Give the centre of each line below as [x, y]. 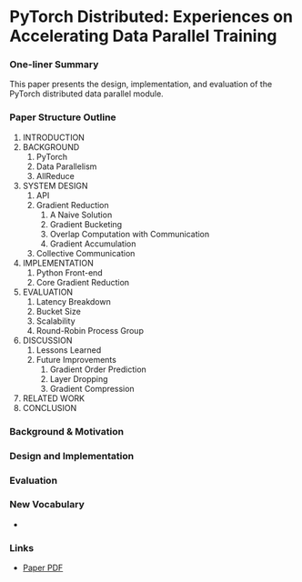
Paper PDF [43, 568]
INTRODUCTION [53, 137]
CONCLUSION [50, 407]
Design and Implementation [72, 456]
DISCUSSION [47, 340]
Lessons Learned [69, 350]
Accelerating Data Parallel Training [143, 36]
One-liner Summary [54, 65]
